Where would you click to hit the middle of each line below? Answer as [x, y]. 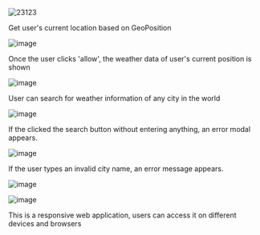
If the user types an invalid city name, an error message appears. [116, 169]
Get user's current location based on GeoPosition [90, 28]
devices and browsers [45, 223]
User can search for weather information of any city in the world [114, 98]
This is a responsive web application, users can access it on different [122, 215]
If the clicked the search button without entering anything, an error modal [130, 129]
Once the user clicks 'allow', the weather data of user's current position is [130, 59]
